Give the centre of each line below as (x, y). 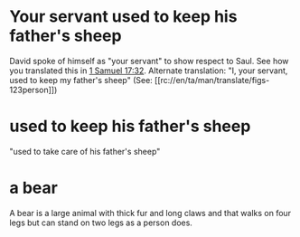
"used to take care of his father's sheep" (85, 151)
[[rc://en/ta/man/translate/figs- (212, 80)
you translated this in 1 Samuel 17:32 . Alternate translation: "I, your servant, (149, 71)
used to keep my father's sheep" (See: (81, 80)
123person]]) (33, 90)
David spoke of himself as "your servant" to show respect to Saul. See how (149, 61)
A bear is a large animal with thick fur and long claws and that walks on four (150, 213)
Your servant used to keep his (123, 17)
